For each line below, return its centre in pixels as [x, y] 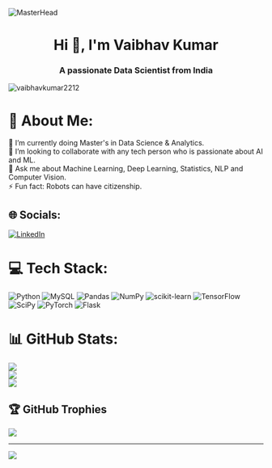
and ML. [22, 160]
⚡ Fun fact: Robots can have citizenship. [75, 187]
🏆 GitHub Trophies [58, 409]
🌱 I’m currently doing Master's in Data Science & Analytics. [106, 143]
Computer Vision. [38, 177]
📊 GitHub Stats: [64, 339]
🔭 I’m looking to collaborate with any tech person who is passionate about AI [136, 152]
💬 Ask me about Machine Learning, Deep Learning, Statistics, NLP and [126, 169]
